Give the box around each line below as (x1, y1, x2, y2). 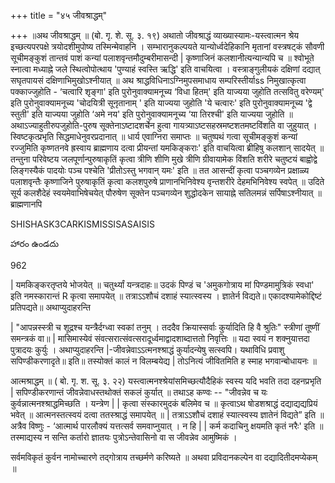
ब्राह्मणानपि (10, 198, 43, 210)
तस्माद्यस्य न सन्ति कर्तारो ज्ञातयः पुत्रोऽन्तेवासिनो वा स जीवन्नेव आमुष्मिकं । (10, 431, 238, 443)
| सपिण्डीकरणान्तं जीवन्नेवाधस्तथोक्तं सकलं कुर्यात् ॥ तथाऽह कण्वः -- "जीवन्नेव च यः (10, 386, 268, 398)
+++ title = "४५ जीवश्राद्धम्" (10, 10, 107, 21)
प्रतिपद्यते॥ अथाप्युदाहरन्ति (10, 301, 91, 313)
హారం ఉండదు (10, 238, 60, 249)
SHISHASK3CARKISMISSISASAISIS (10, 218, 155, 230)
